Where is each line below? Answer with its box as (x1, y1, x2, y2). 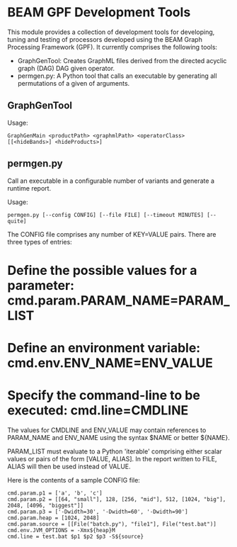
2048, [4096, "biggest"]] (7, 502, 83, 509)
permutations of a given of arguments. (17, 79, 130, 87)
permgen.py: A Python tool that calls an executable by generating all (17, 72, 217, 80)
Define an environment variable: (7, 339, 201, 356)
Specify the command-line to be (7, 388, 200, 404)
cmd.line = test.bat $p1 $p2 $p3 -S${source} (7, 533, 144, 540)
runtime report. (7, 184, 52, 192)
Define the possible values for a (7, 262, 197, 278)
